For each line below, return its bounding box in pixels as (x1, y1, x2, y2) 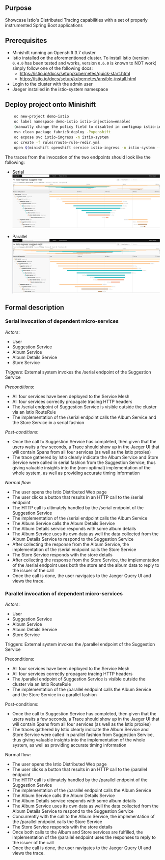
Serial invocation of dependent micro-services (5, 318, 119, 325)
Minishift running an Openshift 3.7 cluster (12, 49, 96, 56)
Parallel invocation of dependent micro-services (5, 590, 123, 597)
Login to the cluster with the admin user (12, 81, 93, 87)
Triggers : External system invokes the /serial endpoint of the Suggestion (5, 369, 151, 375)
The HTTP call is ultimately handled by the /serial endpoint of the (12, 504, 144, 511)
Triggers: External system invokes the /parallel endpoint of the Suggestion (5, 642, 155, 647)
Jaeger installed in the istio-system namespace (12, 86, 109, 92)
